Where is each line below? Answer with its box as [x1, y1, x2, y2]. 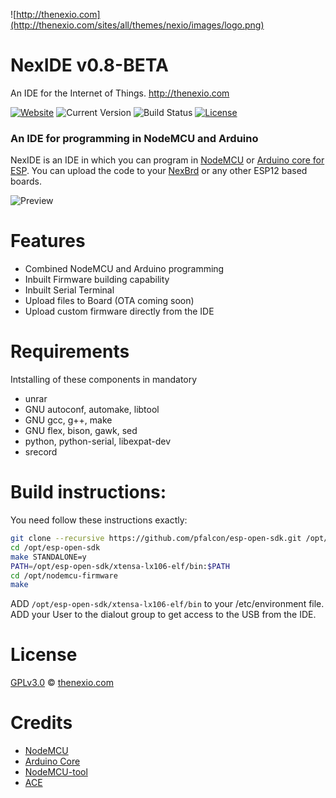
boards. [10, 175, 42, 188]
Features [10, 230, 86, 253]
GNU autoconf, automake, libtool [24, 404, 160, 416]
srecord [24, 446, 58, 458]
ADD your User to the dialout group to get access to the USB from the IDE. [10, 609, 317, 621]
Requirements [10, 340, 130, 363]
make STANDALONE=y [10, 552, 87, 562]
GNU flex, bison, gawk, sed [24, 425, 138, 437]
